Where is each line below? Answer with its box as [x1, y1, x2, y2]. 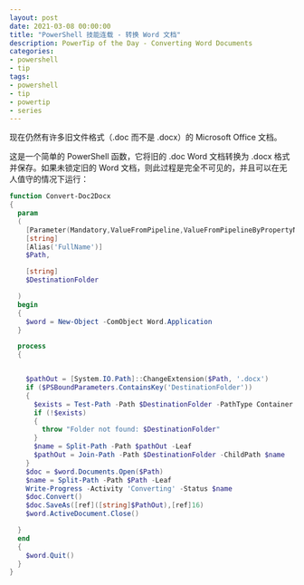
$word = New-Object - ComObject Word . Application [25, 317, 213, 326]
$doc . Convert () [25, 493, 83, 502]
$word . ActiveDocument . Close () [25, 509, 140, 519]
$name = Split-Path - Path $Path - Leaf [25, 475, 172, 484]
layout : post [9, 13, 59, 23]
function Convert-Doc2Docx [9, 192, 111, 201]
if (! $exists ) [33, 408, 88, 417]
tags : [9, 72, 30, 82]
